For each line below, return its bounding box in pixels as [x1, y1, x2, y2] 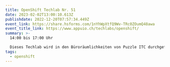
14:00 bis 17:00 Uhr [10, 36, 53, 41]
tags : [5, 49, 17, 54]
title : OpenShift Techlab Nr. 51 [5, 7, 76, 13]
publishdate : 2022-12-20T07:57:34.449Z [5, 17, 90, 22]
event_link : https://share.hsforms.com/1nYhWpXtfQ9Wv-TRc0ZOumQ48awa [5, 21, 155, 27]
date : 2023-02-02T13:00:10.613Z [5, 12, 73, 17]
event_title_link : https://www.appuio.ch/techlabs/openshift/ [5, 26, 139, 31]
